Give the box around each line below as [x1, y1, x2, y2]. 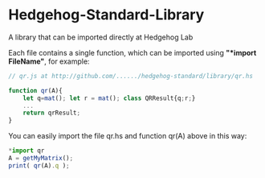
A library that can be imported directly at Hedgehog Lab [8, 32, 194, 42]
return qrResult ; [22, 109, 81, 118]
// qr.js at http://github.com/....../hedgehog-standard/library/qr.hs [8, 72, 253, 80]
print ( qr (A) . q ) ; [8, 161, 70, 170]
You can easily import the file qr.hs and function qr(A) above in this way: [8, 131, 247, 141]
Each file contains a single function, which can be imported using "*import [8, 48, 257, 57]
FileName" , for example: [8, 56, 90, 66]
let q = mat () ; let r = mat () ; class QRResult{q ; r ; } [22, 94, 196, 102]
